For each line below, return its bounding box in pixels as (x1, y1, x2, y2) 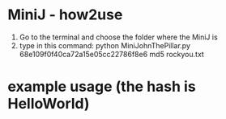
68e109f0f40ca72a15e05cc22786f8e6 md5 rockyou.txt (19, 49, 204, 59)
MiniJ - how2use (7, 6, 123, 24)
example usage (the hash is (7, 78, 196, 96)
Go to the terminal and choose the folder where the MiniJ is (19, 32, 218, 42)
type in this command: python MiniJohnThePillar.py (19, 40, 191, 50)
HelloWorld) (7, 95, 90, 113)
